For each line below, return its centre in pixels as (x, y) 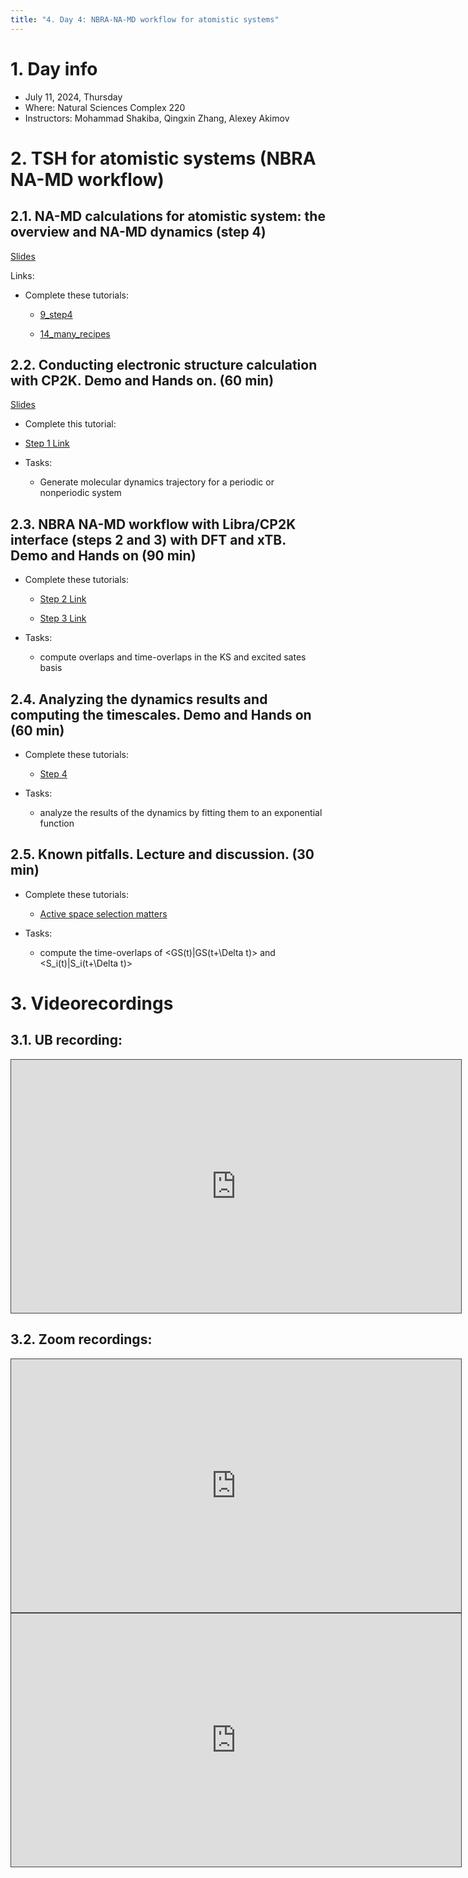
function (57, 823)
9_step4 (56, 314)
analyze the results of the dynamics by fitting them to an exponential (181, 812)
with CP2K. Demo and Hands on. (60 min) (142, 380)
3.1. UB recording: (66, 1040)
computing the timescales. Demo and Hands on (161, 714)
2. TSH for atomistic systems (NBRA (163, 158)
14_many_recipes (75, 333)
